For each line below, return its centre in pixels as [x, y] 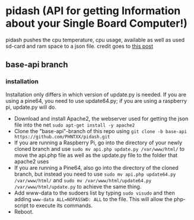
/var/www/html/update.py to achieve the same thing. [78, 186]
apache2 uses [31, 161]
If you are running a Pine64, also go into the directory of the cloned [96, 167]
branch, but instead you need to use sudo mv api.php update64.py [95, 174]
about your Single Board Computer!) [97, 23]
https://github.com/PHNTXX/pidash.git [62, 137]
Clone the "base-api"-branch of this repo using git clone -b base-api [101, 131]
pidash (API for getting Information [93, 11]
